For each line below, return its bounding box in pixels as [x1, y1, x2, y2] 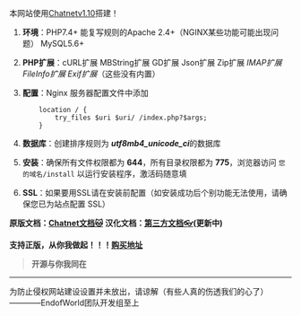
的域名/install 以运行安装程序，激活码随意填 [21, 169, 187, 179]
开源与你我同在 [30, 259, 87, 269]
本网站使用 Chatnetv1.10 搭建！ [9, 8, 119, 18]
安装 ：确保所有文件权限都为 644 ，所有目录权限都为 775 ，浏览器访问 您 [21, 157, 286, 168]
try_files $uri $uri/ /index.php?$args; [55, 113, 208, 122]
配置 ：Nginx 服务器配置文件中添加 [21, 88, 150, 98]
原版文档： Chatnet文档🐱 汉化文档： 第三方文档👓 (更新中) [9, 218, 223, 228]
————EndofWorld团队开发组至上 [9, 297, 140, 308]
